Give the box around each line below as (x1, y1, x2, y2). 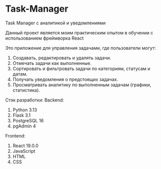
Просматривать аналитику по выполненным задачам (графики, (12, 82, 151, 88)
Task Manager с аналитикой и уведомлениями (5, 20, 106, 26)
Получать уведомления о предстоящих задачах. (12, 76, 118, 82)
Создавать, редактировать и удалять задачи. (12, 54, 111, 61)
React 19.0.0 (12, 143, 39, 149)
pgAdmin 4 (12, 123, 37, 129)
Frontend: (5, 132, 26, 139)
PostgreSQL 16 (12, 117, 44, 123)
